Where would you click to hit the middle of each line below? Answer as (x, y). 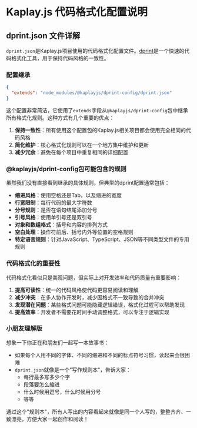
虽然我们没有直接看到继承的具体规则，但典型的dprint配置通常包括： (88, 183)
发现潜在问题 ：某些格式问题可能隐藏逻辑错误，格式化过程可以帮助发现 (100, 305)
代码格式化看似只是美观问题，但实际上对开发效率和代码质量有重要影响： (94, 277)
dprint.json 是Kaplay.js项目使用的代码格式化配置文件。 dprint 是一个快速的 (95, 51)
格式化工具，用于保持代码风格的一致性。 (60, 58)
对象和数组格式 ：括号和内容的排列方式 (61, 225)
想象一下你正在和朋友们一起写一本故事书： (58, 342)
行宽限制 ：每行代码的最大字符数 (53, 203)
